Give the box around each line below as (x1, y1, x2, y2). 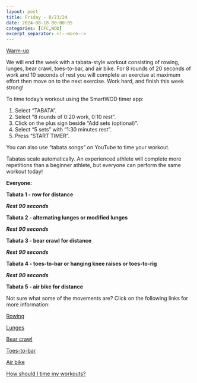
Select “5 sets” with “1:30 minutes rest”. (14, 126, 112, 133)
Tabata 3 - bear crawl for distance (6, 237, 92, 244)
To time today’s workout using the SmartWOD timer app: (6, 96, 144, 103)
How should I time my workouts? (6, 370, 86, 378)
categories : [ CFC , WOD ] (6, 25, 62, 32)
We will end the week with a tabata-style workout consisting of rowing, (6, 59, 180, 66)
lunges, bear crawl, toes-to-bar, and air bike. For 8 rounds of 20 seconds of (6, 65, 191, 72)
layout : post (6, 8, 39, 15)
